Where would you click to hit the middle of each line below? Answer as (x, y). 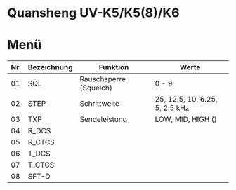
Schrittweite (99, 104)
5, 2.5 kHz (172, 108)
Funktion (114, 67)
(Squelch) (96, 88)
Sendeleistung (104, 119)
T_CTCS (41, 165)
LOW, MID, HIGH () (186, 119)
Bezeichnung (50, 67)
